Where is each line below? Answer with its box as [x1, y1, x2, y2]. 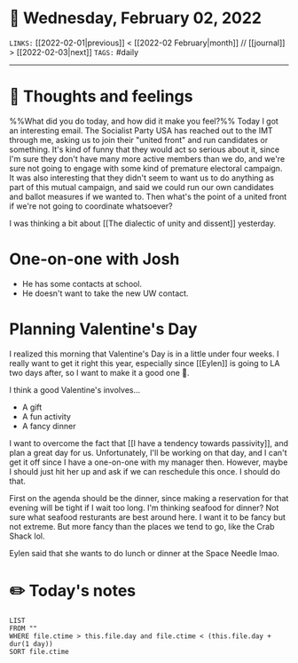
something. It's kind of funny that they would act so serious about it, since [9, 144, 280, 155]
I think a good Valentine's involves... [9, 384, 141, 395]
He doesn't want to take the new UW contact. [21, 288, 189, 299]
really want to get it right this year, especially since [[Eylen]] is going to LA [9, 357, 280, 368]
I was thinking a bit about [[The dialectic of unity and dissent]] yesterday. [9, 218, 277, 228]
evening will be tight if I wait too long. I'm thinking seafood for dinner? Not [9, 502, 279, 513]
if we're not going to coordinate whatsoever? [9, 200, 173, 212]
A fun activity [21, 411, 71, 421]
